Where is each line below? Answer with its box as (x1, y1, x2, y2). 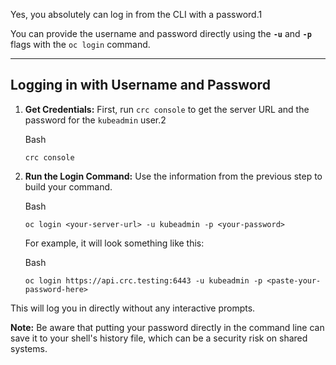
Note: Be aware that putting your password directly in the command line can (10, 321, 325, 333)
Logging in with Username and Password (10, 77, 271, 94)
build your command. (24, 180, 113, 193)
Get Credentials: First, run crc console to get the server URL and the (24, 103, 310, 115)
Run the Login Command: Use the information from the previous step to (24, 170, 323, 182)
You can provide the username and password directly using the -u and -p (10, 28, 312, 39)
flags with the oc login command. (10, 39, 151, 50)
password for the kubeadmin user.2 (24, 114, 167, 126)
